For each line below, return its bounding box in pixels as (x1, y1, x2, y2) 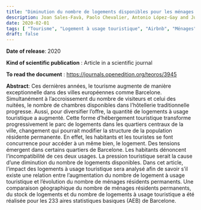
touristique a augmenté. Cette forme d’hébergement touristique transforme (6, 115, 191, 122)
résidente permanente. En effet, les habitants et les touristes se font (6, 133, 173, 141)
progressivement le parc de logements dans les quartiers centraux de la (6, 121, 184, 128)
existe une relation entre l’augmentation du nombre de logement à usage (6, 172, 185, 179)
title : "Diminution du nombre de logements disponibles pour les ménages (6, 8, 194, 15)
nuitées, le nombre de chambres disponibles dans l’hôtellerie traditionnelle (6, 101, 190, 109)
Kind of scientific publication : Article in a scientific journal (6, 59, 153, 67)
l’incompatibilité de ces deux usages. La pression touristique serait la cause (6, 152, 193, 160)
